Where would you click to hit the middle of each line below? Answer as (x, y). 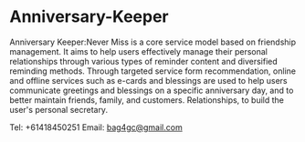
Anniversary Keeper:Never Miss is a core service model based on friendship (153, 42)
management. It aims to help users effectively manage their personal (138, 51)
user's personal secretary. (58, 109)
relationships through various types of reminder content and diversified (144, 61)
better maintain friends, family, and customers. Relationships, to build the (147, 100)
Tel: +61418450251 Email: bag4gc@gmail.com (96, 127)
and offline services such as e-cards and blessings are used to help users (148, 80)
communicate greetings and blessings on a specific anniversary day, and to (152, 90)
